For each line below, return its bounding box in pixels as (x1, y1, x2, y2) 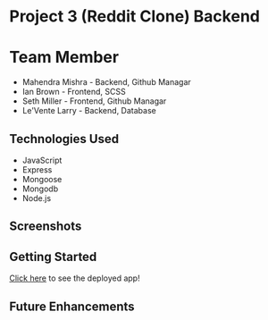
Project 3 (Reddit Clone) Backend (9, 6, 261, 27)
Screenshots (9, 219, 82, 234)
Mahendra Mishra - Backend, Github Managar (21, 77, 192, 88)
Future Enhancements (9, 299, 136, 314)
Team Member (9, 47, 119, 68)
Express (21, 164, 53, 175)
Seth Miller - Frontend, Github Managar (21, 96, 167, 106)
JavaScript (21, 155, 63, 165)
